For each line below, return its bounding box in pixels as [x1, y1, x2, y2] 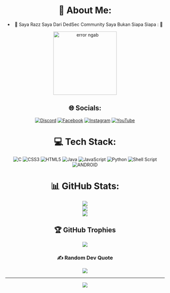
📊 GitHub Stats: [50, 180, 120, 192]
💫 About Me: [58, 5, 112, 16]
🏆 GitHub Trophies [54, 226, 116, 235]
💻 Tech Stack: [54, 136, 116, 148]
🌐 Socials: [68, 104, 102, 113]
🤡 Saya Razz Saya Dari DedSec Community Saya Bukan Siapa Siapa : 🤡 [14, 21, 163, 27]
